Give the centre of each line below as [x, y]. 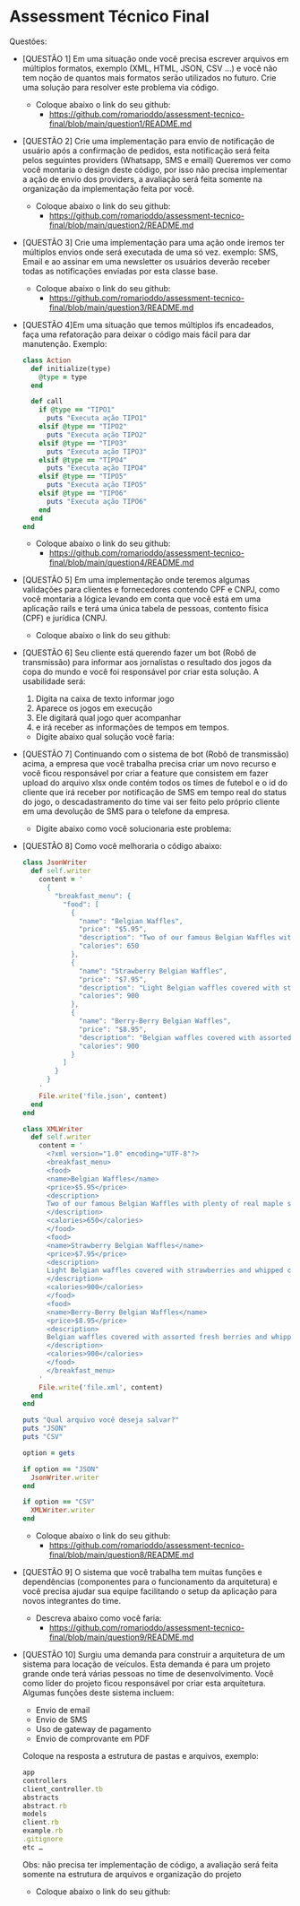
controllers [44, 1780]
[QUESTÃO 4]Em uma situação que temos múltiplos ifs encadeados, [148, 325]
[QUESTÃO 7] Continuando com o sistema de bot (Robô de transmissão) [155, 754]
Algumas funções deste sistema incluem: [98, 1693]
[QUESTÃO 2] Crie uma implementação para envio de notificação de [148, 141]
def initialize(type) [71, 368]
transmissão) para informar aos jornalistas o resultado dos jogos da [147, 663]
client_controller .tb [62, 1789]
